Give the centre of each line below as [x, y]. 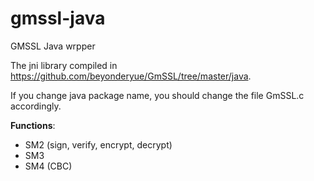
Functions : [33, 125]
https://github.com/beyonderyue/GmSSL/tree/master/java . [131, 76]
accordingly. [36, 106]
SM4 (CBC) [48, 166]
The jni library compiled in [64, 65]
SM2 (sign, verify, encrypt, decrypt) [98, 144]
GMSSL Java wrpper [53, 46]
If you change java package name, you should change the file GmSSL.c [157, 95]
